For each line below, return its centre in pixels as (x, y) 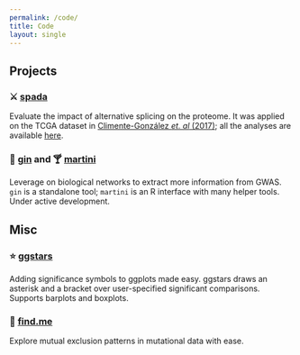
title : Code (32, 26)
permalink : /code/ (44, 18)
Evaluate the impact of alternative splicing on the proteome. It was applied (147, 116)
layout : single (38, 34)
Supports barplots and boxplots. (69, 298)
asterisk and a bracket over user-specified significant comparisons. (135, 288)
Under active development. (60, 201)
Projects (33, 71)
